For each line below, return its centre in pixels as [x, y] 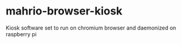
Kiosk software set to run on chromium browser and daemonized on [91, 28]
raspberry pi [21, 34]
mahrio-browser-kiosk [64, 11]
